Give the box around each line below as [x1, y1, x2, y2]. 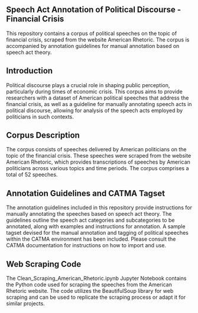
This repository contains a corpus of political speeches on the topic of [6, 30, 177, 37]
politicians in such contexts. [6, 113, 74, 120]
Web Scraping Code [6, 259, 82, 269]
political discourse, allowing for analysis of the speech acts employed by [6, 107, 183, 114]
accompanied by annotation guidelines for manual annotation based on [6, 42, 180, 49]
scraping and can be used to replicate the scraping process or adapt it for [6, 293, 186, 301]
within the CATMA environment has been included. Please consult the [6, 235, 176, 242]
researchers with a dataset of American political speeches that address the [6, 94, 189, 101]
